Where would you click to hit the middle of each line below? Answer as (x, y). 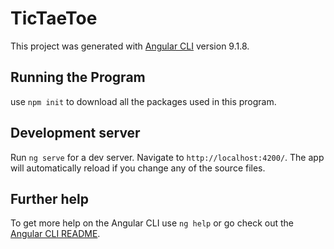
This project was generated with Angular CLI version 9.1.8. (130, 46)
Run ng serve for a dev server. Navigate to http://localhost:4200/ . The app (167, 157)
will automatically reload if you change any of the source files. (138, 168)
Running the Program (78, 77)
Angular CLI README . (55, 234)
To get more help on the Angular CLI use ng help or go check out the (152, 223)
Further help (50, 198)
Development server (75, 133)
